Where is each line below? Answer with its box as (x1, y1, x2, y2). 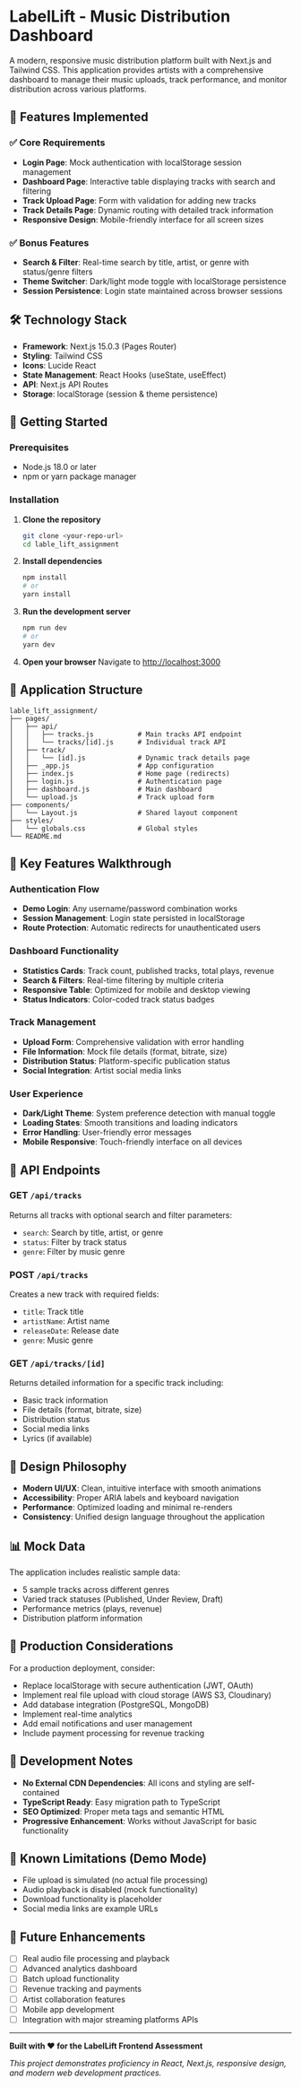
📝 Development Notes (9, 1753, 133, 1769)
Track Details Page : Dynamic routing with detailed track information (21, 204, 274, 215)
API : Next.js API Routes (21, 378, 109, 389)
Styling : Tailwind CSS (21, 350, 103, 361)
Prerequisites (9, 441, 69, 454)
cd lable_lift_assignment (21, 540, 119, 549)
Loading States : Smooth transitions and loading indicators (21, 1117, 238, 1128)
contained (21, 1787, 60, 1797)
